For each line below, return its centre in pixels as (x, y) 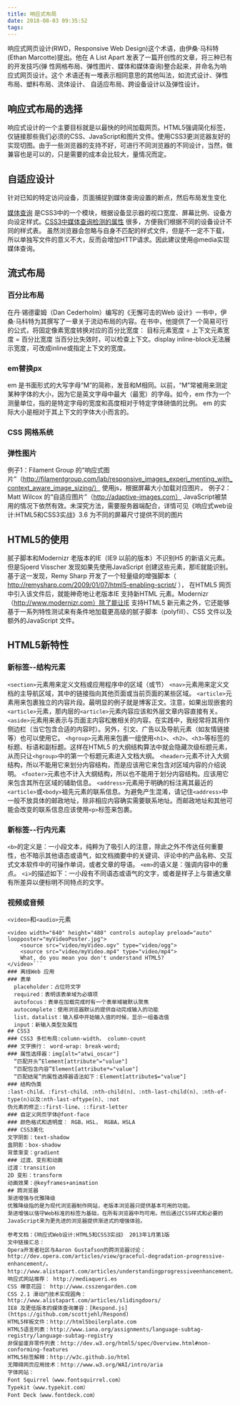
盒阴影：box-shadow (34, 1145)
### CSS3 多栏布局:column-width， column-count (77, 1039)
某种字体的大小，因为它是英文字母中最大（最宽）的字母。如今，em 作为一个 (119, 394)
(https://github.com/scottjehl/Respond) (69, 1315)
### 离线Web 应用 (31, 972)
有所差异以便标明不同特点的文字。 (57, 882)
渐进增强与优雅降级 (31, 1198)
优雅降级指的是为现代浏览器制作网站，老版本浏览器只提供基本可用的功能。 (101, 1206)
